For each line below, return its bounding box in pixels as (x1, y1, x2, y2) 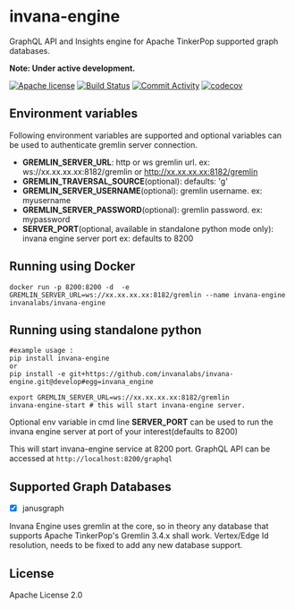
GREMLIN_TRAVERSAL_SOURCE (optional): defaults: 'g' (21, 176, 228, 186)
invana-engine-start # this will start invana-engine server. (9, 401, 246, 410)
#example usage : (9, 347, 74, 356)
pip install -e (9, 370, 66, 379)
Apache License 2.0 (9, 589, 83, 601)
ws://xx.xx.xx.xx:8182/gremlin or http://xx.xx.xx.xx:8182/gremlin (21, 166, 258, 176)
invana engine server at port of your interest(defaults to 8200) (9, 426, 239, 437)
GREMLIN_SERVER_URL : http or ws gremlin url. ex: (21, 157, 210, 167)
